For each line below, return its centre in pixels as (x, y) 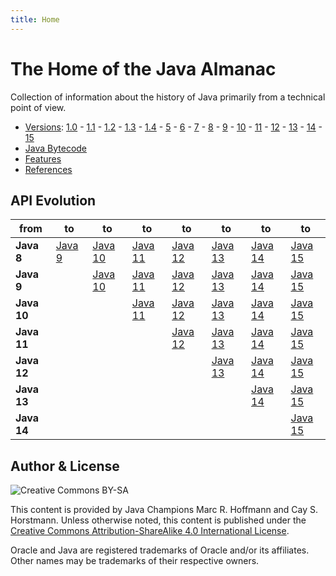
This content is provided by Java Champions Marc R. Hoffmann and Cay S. (164, 510)
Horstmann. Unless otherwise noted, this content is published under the (158, 520)
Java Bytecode (56, 148)
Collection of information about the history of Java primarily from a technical (168, 97)
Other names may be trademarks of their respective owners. (135, 561)
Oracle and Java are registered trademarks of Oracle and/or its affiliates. (160, 550)
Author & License (65, 466)
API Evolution (53, 200)
